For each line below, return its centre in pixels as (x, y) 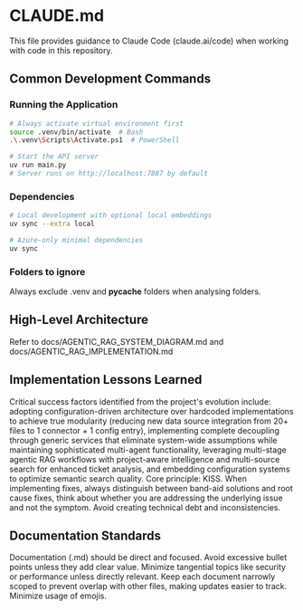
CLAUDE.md (57, 16)
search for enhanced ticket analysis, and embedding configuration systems (150, 469)
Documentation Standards (85, 535)
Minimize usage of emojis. (58, 596)
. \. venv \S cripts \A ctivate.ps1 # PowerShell (95, 140)
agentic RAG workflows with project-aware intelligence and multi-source (145, 459)
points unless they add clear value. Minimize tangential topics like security (148, 567)
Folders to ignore (47, 272)
